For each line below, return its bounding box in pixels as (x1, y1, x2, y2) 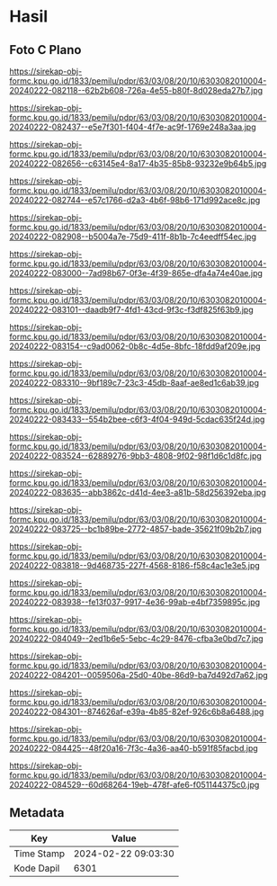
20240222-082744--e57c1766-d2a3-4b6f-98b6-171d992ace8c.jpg (9, 195, 261, 205)
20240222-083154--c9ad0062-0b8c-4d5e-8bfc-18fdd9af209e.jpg (9, 341, 261, 352)
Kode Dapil (13, 862, 60, 874)
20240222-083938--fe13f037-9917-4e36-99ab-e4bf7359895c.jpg (9, 596, 261, 607)
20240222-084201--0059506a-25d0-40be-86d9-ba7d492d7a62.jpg (9, 670, 268, 680)
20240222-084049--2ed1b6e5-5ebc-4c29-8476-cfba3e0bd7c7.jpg (9, 633, 264, 644)
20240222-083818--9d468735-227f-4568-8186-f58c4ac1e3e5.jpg (9, 560, 261, 570)
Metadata (9, 805, 65, 820)
